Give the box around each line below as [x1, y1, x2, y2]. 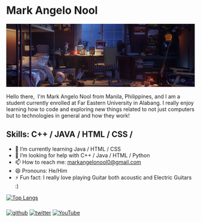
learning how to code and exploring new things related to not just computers [6, 106, 195, 113]
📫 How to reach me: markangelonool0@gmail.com [14, 158, 142, 166]
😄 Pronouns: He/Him [14, 167, 68, 174]
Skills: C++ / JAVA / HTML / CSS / [6, 130, 133, 140]
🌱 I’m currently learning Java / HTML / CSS [14, 145, 121, 152]
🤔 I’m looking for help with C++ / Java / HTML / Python [14, 151, 151, 159]
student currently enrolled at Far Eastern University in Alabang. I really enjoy [6, 99, 194, 106]
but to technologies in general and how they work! [6, 112, 130, 119]
